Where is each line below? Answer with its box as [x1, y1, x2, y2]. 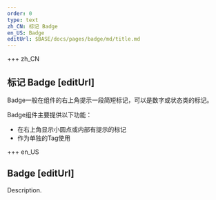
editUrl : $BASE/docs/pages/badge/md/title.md [7, 36, 140, 43]
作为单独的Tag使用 [17, 134, 71, 142]
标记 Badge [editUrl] [7, 77, 95, 88]
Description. [7, 186, 42, 194]
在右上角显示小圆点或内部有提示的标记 [17, 125, 126, 133]
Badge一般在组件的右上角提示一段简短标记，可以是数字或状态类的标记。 [7, 96, 213, 104]
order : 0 [7, 10, 32, 17]
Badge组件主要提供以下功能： [7, 110, 92, 119]
